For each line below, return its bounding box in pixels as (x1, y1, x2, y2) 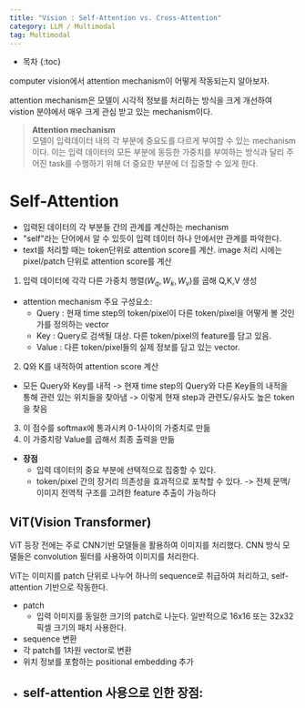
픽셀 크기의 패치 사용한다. (36, 622, 127, 632)
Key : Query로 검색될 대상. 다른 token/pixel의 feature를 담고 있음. (36, 330, 272, 341)
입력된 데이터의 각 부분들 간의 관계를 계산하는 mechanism (22, 222, 229, 233)
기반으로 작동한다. (44, 582, 108, 592)
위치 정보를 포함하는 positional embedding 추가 (22, 656, 194, 667)
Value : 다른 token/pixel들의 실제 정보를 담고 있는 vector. (36, 342, 240, 353)
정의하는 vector (53, 319, 109, 330)
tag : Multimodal (9, 30, 71, 39)
